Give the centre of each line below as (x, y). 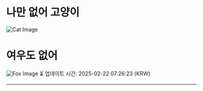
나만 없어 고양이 (43, 12)
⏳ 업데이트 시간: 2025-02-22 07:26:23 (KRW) (95, 74)
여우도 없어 (32, 56)
